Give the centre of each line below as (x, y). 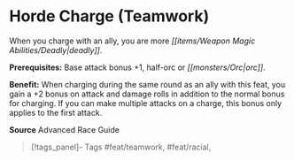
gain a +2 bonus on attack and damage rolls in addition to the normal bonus (147, 94)
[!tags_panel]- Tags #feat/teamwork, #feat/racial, (121, 147)
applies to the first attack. (56, 112)
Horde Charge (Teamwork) (109, 16)
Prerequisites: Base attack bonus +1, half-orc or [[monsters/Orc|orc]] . (137, 67)
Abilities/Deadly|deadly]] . (56, 50)
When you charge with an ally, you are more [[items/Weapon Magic (132, 41)
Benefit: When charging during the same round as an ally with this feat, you (147, 84)
